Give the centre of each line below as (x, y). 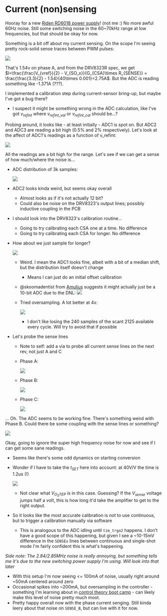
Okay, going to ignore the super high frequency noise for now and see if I (80, 442)
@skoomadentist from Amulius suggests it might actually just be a (87, 286)
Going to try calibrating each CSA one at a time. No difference (83, 228)
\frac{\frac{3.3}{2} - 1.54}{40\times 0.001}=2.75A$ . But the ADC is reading (82, 78)
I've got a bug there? (26, 98)
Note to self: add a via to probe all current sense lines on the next (87, 346)
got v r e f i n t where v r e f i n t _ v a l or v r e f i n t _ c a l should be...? (65, 114)
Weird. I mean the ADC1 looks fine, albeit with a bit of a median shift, (90, 262)
